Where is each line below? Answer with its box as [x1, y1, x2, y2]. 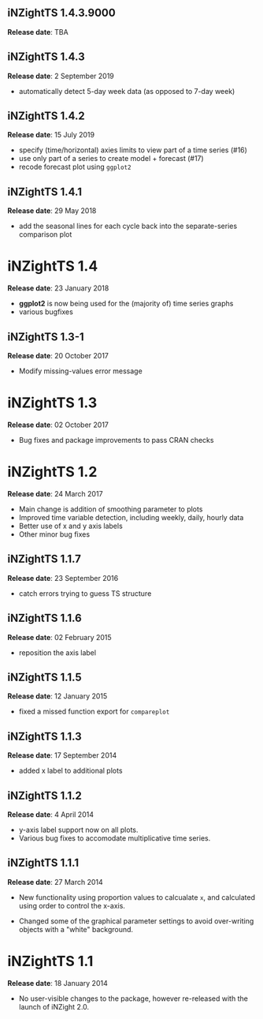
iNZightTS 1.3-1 [7, 330, 84, 343]
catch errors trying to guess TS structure [18, 588, 152, 598]
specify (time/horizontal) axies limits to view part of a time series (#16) [18, 145, 247, 155]
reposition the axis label [18, 647, 96, 657]
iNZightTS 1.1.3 [7, 729, 82, 743]
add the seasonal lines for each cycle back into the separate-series [18, 221, 238, 231]
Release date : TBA [7, 27, 69, 36]
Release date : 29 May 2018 [7, 206, 97, 215]
